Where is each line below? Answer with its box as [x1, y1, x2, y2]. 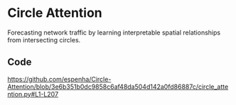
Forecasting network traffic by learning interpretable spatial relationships [7, 28, 221, 37]
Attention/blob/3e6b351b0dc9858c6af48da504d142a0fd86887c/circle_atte [7, 82, 229, 91]
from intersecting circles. [7, 35, 81, 44]
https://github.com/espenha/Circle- [7, 75, 112, 83]
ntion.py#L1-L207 [7, 89, 59, 98]
